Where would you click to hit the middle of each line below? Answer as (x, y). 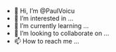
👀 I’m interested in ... (44, 18)
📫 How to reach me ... (46, 41)
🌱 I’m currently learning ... (51, 26)
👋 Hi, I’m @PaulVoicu (44, 11)
